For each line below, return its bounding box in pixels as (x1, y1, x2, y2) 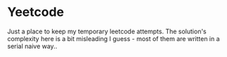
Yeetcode (7, 4, 65, 20)
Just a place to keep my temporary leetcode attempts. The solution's (7, 27, 207, 35)
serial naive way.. (7, 42, 58, 50)
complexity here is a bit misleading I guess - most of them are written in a (7, 34, 220, 42)
